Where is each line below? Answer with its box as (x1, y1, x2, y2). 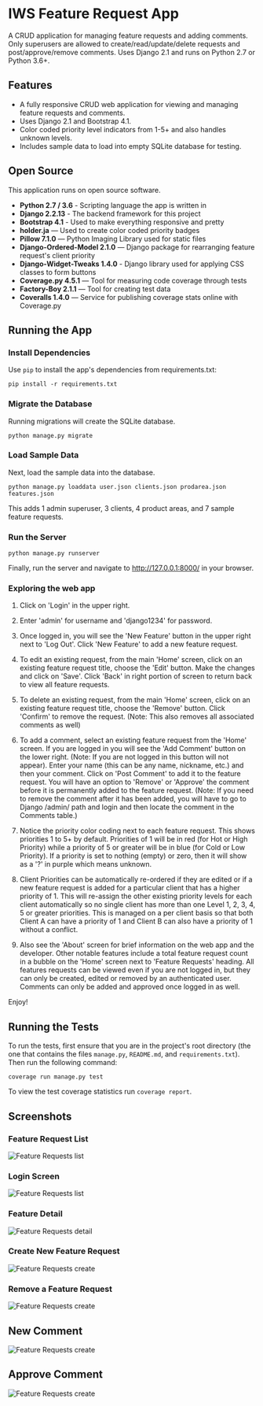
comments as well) (19, 720, 81, 730)
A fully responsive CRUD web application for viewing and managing (19, 99, 239, 109)
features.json (8, 490, 55, 498)
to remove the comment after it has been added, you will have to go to (19, 794, 247, 804)
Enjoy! (8, 997, 29, 1007)
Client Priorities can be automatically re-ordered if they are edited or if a (19, 875, 253, 884)
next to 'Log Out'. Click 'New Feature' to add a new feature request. (19, 639, 238, 649)
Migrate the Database (8, 398, 93, 409)
